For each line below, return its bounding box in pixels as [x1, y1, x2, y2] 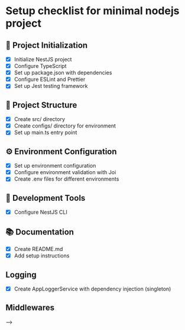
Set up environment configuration [14, 162, 96, 169]
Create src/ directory [14, 116, 66, 123]
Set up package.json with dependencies [14, 69, 112, 76]
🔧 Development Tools [5, 193, 86, 203]
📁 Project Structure [5, 100, 77, 110]
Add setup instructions [14, 252, 70, 259]
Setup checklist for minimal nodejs [5, 4, 180, 18]
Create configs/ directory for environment [14, 122, 116, 129]
